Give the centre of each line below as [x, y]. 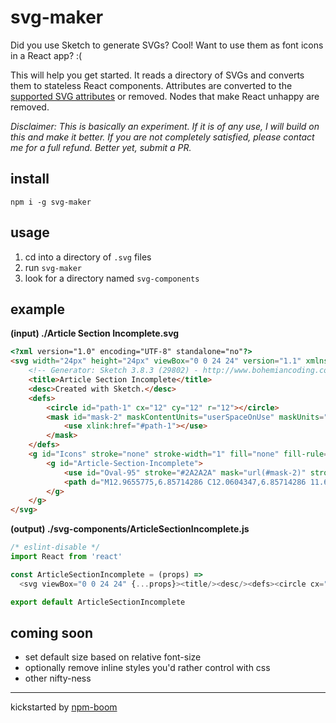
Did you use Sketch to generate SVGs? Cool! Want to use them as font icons [167, 45]
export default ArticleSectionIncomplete [98, 602]
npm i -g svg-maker [51, 202]
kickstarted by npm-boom [64, 707]
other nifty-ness [58, 678]
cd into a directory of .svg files [88, 257]
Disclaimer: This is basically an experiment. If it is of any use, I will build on [165, 126]
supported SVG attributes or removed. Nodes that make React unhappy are [165, 96]
